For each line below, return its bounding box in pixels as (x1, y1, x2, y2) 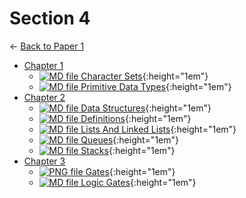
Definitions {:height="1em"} (80, 112, 192, 124)
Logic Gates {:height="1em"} (80, 176, 197, 188)
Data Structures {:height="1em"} (80, 102, 212, 114)
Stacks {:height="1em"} (80, 144, 176, 156)
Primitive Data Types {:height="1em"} (80, 80, 232, 92)
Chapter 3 (23, 155, 66, 167)
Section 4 (9, 7, 91, 30)
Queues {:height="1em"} (80, 133, 179, 146)
